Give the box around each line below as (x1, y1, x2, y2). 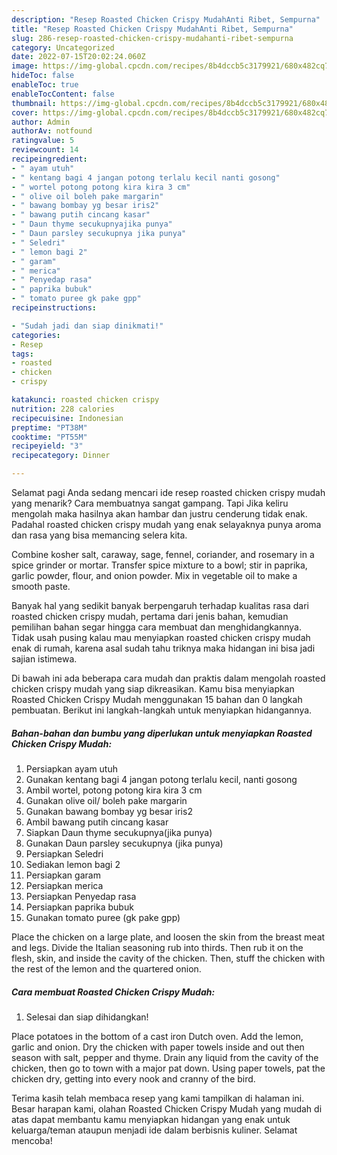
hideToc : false (11, 71, 75, 81)
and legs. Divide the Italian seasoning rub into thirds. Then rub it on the (11, 941, 304, 953)
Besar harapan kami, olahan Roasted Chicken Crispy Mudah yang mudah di (11, 1102, 323, 1115)
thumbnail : (11, 98, 57, 108)
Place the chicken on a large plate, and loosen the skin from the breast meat (11, 931, 326, 943)
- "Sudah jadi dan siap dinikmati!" (11, 321, 164, 331)
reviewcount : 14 (11, 145, 79, 155)
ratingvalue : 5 (11, 136, 75, 146)
